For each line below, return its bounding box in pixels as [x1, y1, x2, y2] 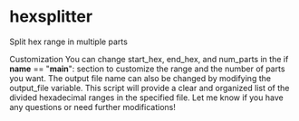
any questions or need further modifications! [9, 101, 177, 112]
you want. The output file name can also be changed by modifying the [9, 72, 272, 83]
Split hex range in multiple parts [9, 36, 129, 47]
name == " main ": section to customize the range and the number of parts [9, 63, 285, 74]
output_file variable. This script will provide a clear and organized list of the [9, 82, 290, 93]
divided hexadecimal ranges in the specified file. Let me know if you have [9, 92, 284, 103]
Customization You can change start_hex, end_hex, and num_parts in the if [9, 53, 289, 64]
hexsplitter [9, 6, 93, 27]
